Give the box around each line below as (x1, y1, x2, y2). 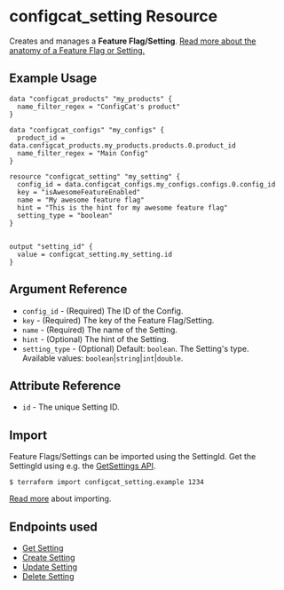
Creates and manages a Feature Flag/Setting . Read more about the (9, 36, 256, 46)
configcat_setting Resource (9, 6, 218, 27)
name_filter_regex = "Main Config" (17, 148, 149, 157)
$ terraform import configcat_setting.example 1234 (9, 478, 204, 487)
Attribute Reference (9, 378, 122, 393)
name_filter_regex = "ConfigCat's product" (17, 102, 180, 111)
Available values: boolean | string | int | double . (21, 353, 184, 363)
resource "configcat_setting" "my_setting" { (9, 171, 180, 181)
